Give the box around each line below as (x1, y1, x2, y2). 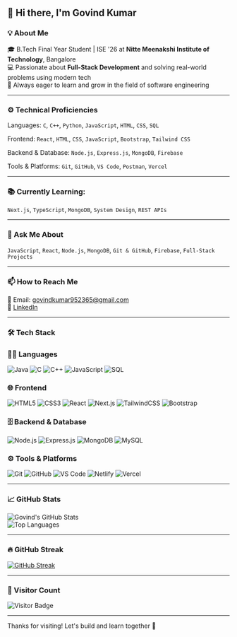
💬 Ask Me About (7, 230, 63, 240)
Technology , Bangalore (7, 54, 76, 64)
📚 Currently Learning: (7, 187, 86, 197)
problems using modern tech (7, 73, 92, 81)
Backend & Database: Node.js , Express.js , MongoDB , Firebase (7, 148, 183, 156)
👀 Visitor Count (7, 585, 61, 595)
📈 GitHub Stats (7, 494, 61, 504)
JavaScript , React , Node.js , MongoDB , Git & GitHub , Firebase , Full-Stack (7, 245, 215, 255)
